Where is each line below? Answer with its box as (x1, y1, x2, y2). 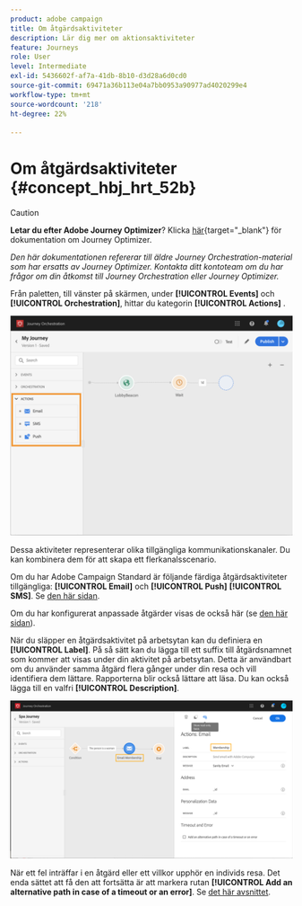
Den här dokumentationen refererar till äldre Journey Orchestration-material (10, 252, 293, 262)
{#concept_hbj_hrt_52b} (10, 178, 196, 198)
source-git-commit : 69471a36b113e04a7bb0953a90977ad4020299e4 (10, 81, 247, 90)
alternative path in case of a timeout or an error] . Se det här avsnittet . (10, 886, 272, 897)
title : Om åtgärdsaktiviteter (10, 23, 124, 33)
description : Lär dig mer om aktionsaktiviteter (10, 33, 195, 42)
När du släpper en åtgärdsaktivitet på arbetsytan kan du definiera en (10, 635, 263, 645)
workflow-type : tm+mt (10, 90, 91, 99)
